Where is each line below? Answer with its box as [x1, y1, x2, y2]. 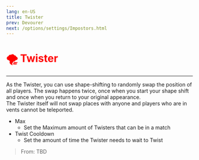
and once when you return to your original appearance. [6, 94, 141, 101]
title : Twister [6, 14, 44, 20]
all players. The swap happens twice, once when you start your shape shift [6, 87, 190, 95]
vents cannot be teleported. [6, 106, 74, 113]
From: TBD [20, 148, 47, 155]
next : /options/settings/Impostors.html [6, 25, 108, 31]
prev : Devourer [6, 20, 44, 25]
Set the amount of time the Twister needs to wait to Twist [23, 137, 163, 144]
